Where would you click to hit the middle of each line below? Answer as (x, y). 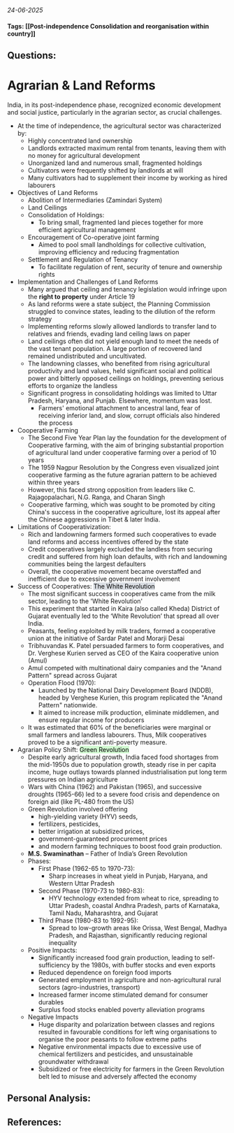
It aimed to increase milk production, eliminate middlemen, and (129, 712)
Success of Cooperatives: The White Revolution (86, 586)
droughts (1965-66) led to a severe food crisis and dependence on (124, 794)
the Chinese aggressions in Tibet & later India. (94, 519)
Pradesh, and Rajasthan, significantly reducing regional (128, 935)
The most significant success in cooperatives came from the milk (122, 593)
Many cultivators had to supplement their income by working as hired (127, 178)
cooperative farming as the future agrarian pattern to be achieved (122, 475)
